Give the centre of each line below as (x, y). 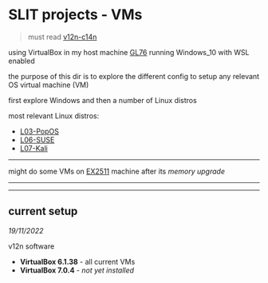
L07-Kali (33, 148)
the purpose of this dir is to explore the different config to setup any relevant (134, 76)
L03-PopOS (39, 131)
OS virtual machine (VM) (49, 85)
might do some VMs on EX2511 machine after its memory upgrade (117, 171)
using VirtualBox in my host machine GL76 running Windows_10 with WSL (129, 52)
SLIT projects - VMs (75, 15)
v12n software (32, 246)
